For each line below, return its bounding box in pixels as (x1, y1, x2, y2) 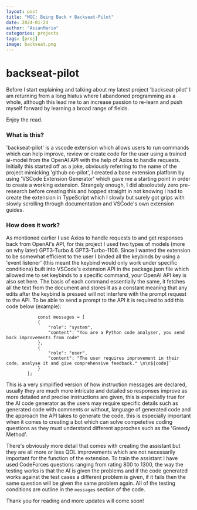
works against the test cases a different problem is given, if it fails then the (6, 474, 186, 481)
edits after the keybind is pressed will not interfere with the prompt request (6, 291, 186, 298)
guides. (6, 207, 25, 214)
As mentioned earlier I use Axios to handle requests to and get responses (6, 234, 184, 241)
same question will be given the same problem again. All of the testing (6, 479, 176, 487)
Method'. (6, 431, 28, 438)
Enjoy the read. (6, 116, 43, 123)
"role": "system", (47, 325, 93, 330)
